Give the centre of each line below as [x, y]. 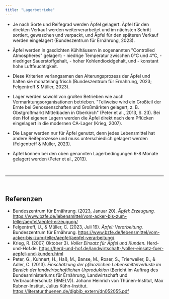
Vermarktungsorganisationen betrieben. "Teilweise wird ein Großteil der [87, 102]
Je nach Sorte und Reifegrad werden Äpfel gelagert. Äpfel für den [81, 24]
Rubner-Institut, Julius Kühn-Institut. [50, 286]
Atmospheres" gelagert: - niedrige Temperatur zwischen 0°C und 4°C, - [87, 55]
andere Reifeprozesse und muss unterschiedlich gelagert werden [80, 138]
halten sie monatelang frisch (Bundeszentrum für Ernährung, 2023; [82, 81]
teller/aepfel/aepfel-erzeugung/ [45, 222]
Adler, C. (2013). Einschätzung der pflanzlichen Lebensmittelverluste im [87, 265]
